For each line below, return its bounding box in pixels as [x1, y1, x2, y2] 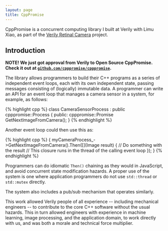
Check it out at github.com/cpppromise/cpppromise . [5, 65, 112, 71]
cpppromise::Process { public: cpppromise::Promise [5, 112, 114, 118]
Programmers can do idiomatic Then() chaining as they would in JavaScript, [5, 163, 163, 169]
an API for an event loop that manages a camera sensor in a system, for [5, 91, 154, 97]
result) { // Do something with [100, 142, 162, 148]
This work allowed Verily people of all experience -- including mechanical [5, 199, 158, 205]
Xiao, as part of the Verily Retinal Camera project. [5, 31, 108, 38]
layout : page [5, 7, 33, 13]
